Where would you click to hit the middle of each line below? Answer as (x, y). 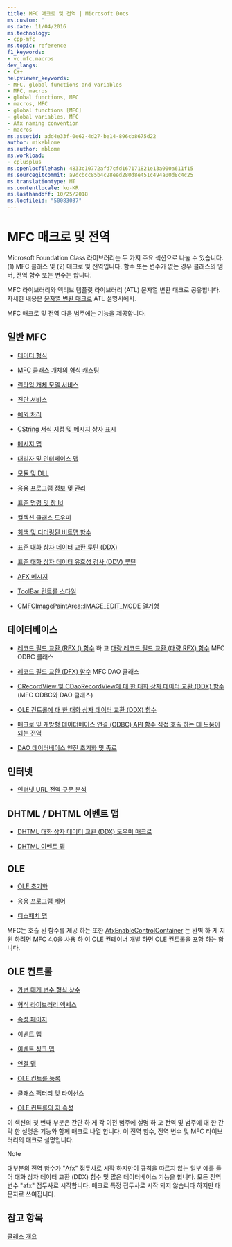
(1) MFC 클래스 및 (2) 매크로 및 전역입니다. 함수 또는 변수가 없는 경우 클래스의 (111, 266)
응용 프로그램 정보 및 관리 (52, 488)
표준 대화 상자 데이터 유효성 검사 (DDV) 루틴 (77, 561)
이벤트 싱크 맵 (36, 1049)
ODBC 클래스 (35, 656)
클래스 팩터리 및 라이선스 (51, 1093)
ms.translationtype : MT (42, 181)
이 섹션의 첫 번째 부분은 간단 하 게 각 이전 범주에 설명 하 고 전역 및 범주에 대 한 (112, 1122)
